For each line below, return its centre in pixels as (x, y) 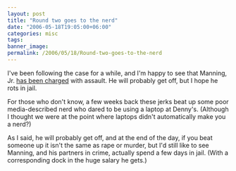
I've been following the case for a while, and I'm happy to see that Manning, (117, 73)
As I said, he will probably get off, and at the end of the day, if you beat (110, 137)
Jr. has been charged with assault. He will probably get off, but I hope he (113, 80)
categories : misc (33, 33)
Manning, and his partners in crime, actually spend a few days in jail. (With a (118, 153)
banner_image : (28, 46)
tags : (15, 40)
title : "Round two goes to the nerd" (63, 20)
